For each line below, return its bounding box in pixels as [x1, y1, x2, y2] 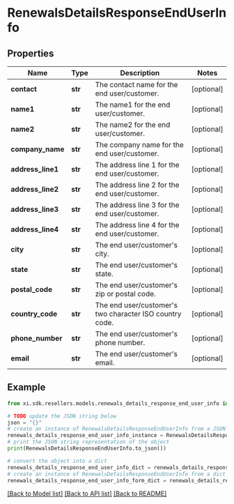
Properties [7, 47, 54, 59]
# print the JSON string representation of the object [7, 438, 170, 445]
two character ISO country [95, 309, 182, 319]
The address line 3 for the [95, 200, 180, 210]
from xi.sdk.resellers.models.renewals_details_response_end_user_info [7, 399, 219, 407]
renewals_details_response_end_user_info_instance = [7, 432, 164, 439]
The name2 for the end [95, 120, 171, 130]
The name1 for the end [95, 100, 171, 109]
